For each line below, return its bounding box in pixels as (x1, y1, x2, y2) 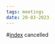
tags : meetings (6, 8, 44, 15)
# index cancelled (6, 31, 49, 38)
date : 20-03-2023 (6, 14, 50, 20)
